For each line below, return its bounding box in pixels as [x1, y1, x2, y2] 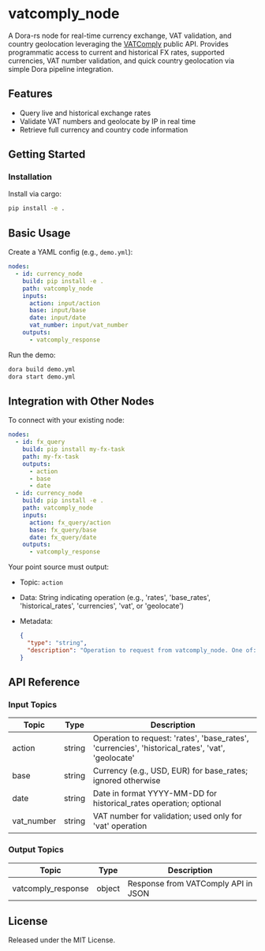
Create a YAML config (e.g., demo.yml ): [8, 248, 133, 257]
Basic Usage [8, 226, 71, 240]
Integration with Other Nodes [8, 394, 155, 408]
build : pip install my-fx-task [22, 446, 125, 453]
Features [8, 88, 53, 101]
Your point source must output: [8, 562, 109, 572]
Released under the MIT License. [8, 935, 116, 945]
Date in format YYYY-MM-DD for [93, 788, 218, 799]
